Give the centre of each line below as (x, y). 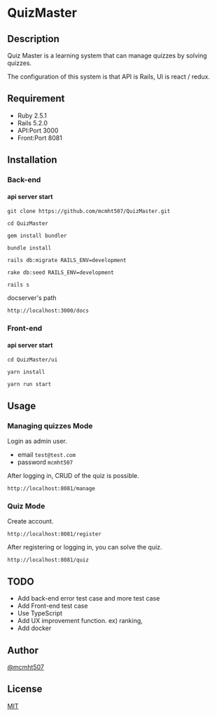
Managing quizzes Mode (50, 425)
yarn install (26, 372)
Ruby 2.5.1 (32, 115)
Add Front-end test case (52, 606)
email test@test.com (46, 455)
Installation (32, 160)
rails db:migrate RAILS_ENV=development (67, 261)
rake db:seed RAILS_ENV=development (61, 273)
